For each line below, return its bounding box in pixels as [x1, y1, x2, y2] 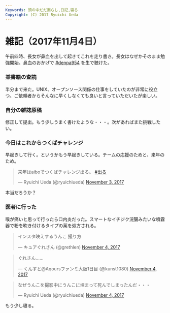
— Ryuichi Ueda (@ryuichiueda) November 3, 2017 [17, 179, 124, 185]
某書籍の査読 [5, 74, 37, 81]
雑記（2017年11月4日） [5, 36, 102, 47]
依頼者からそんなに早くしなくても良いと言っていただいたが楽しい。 [18, 92, 160, 99]
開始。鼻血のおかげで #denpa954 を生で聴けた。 [9, 59, 113, 66]
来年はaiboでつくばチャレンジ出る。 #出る [17, 169, 107, 175]
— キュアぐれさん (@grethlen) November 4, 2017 [17, 244, 120, 250]
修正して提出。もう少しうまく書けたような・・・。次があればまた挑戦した [5, 119, 161, 125]
